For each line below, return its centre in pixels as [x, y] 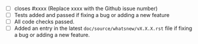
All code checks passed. [44, 22]
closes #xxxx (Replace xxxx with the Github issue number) [86, 9]
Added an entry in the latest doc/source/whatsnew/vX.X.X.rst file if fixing [103, 28]
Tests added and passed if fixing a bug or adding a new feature [92, 15]
